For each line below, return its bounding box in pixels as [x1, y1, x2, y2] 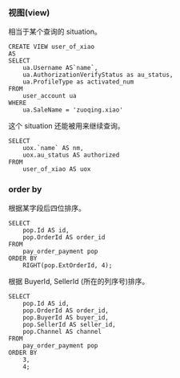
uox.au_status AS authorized [22, 151, 120, 160]
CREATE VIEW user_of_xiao [8, 43, 94, 51]
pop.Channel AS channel [22, 327, 102, 335]
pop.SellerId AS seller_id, [22, 320, 116, 328]
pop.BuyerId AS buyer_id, [22, 313, 110, 322]
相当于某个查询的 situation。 [8, 26, 102, 37]
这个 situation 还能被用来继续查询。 [8, 121, 126, 131]
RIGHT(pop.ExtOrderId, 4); [22, 261, 113, 270]
